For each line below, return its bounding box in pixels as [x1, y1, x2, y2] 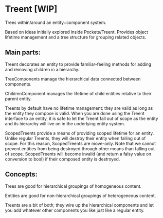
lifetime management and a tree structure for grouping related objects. [5, 34, 146, 40]
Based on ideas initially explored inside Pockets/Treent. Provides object [5, 29, 148, 35]
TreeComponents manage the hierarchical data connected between [5, 76, 141, 81]
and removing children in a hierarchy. [5, 66, 80, 72]
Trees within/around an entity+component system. [5, 20, 107, 25]
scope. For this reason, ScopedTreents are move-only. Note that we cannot [5, 140, 156, 146]
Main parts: [5, 48, 41, 57]
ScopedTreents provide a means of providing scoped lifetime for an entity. [5, 130, 154, 136]
